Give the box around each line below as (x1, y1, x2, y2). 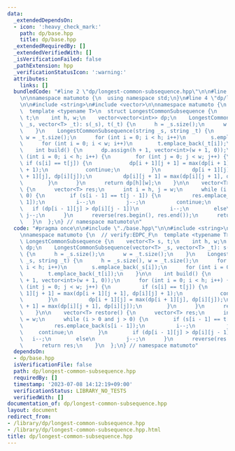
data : (7, 10, 23, 17)
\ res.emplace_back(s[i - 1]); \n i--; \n (20, 322, 196, 329)
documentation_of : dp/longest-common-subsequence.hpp (7, 400, 168, 408)
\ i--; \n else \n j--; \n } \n (20, 335, 173, 343)
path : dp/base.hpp (20, 29, 73, 37)
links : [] (20, 82, 49, 89)
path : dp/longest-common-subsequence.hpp (13, 368, 136, 375)
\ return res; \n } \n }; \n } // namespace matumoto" (20, 342, 199, 349)
